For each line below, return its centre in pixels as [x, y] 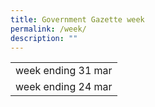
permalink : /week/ [48, 29]
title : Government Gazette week [77, 19]
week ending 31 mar [64, 71]
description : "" [44, 38]
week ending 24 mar [64, 87]
